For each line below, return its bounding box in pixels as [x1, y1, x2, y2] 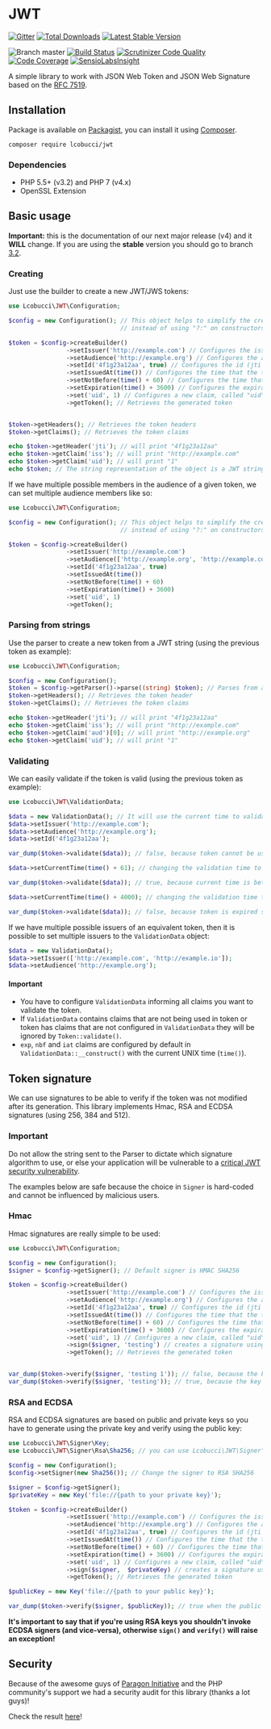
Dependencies [8, 159, 67, 170]
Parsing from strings [8, 619, 91, 630]
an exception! [8, 1634, 56, 1643]
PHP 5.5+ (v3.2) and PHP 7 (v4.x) [19, 178, 131, 187]
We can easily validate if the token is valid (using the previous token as [8, 773, 244, 783]
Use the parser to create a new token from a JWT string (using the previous [8, 638, 260, 647]
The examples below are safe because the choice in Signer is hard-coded [8, 1182, 254, 1191]
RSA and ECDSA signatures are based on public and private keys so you [8, 1415, 248, 1425]
